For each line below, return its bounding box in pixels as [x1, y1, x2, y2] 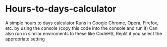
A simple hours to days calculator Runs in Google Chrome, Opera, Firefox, [5, 20, 159, 26]
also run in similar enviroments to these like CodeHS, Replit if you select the [5, 30, 162, 36]
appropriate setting [5, 36, 45, 42]
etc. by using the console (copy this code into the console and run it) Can [5, 25, 158, 31]
